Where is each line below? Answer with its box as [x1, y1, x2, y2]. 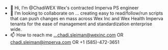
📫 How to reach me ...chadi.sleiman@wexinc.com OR [10, 32, 124, 38]
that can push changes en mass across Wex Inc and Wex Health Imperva [10, 16, 163, 21]
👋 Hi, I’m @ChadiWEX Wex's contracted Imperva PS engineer [10, 5, 139, 11]
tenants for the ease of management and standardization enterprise [10, 21, 153, 27]
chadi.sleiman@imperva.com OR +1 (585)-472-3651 [10, 39, 120, 45]
